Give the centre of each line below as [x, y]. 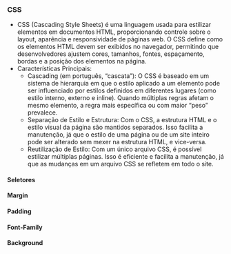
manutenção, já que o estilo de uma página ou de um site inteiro [119, 135]
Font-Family [25, 227]
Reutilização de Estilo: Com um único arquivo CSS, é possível [114, 149]
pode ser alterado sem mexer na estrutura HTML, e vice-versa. [117, 142]
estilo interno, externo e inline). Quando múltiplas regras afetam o [121, 98]
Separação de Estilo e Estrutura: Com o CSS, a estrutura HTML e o [122, 120]
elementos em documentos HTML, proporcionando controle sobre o [114, 32]
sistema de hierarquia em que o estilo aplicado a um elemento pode [124, 84]
